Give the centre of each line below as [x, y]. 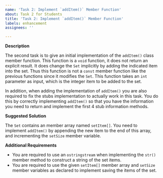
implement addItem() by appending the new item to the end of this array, [78, 131]
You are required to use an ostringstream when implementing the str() [84, 155]
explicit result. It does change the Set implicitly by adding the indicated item [81, 66]
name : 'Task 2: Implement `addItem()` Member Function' [63, 10]
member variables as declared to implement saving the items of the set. [84, 170]
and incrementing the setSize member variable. [53, 136]
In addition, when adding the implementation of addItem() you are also [76, 91]
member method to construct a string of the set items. [67, 160]
